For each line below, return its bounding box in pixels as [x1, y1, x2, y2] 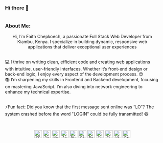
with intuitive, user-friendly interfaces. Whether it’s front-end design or [5, 66, 148, 72]
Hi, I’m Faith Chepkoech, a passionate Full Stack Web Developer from [12, 34, 153, 40]
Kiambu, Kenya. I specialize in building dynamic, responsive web [17, 39, 148, 45]
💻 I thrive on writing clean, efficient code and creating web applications [5, 59, 150, 65]
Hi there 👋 [5, 4, 29, 11]
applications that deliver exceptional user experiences [27, 44, 137, 50]
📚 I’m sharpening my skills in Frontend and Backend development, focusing [5, 77, 159, 83]
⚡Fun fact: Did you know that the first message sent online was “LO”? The [5, 104, 154, 110]
